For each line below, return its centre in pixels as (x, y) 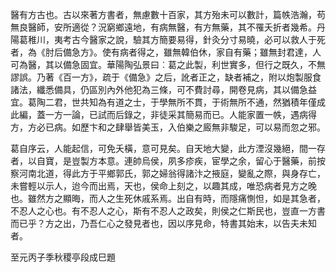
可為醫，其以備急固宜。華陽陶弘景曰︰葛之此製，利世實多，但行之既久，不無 (168, 64)
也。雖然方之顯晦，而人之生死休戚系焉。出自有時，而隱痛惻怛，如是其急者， (168, 198)
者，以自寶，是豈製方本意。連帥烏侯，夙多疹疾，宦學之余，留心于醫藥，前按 (168, 161)
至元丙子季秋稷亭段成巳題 (63, 257)
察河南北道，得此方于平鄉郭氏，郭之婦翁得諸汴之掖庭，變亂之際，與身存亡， (168, 173)
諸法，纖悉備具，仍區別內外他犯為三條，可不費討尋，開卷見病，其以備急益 (163, 89)
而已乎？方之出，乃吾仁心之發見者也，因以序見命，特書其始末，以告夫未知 (163, 223)
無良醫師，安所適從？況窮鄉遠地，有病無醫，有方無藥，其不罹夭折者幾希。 (163, 27)
